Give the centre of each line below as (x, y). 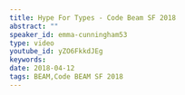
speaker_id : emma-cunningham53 (68, 34)
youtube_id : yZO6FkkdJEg (56, 52)
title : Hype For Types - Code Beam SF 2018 (93, 18)
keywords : (28, 60)
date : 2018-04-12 (42, 69)
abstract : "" (34, 26)
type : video (32, 43)
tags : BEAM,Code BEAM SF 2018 (67, 77)
